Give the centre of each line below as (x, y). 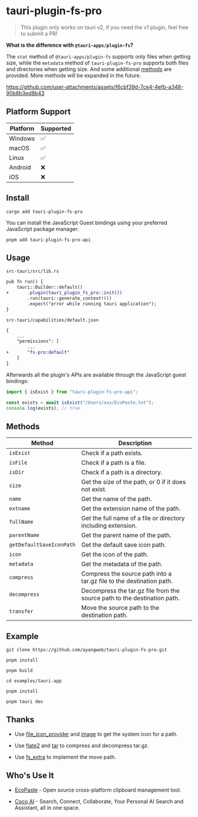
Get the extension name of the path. (131, 509)
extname (20, 509)
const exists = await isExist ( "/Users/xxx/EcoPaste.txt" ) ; (80, 403)
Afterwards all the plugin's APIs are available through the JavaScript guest (96, 375)
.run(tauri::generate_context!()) (70, 298)
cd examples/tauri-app (34, 681)
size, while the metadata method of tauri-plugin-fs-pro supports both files (97, 63)
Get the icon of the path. (115, 555)
